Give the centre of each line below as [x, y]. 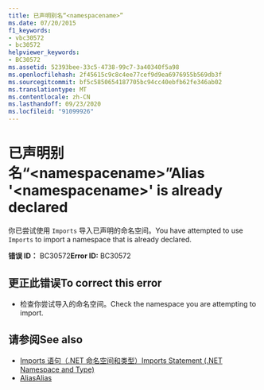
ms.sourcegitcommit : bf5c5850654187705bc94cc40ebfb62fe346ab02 [115, 82]
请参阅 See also [46, 340]
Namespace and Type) [57, 369]
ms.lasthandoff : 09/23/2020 [55, 104]
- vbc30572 [26, 38]
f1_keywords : [30, 30]
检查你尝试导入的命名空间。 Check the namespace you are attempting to [138, 303]
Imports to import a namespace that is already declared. [100, 239]
